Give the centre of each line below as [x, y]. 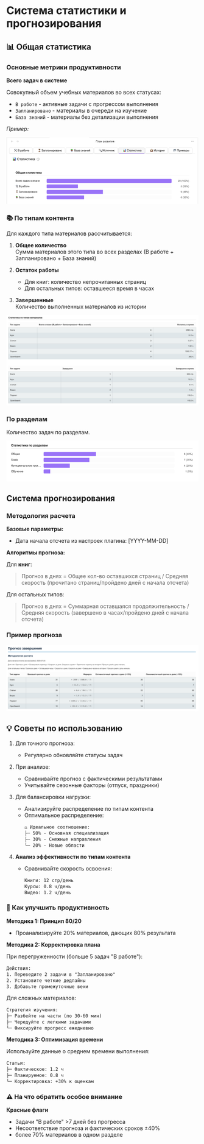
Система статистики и [66, 11]
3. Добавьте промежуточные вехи [47, 987]
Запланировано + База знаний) [56, 258]
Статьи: [16, 1063]
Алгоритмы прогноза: [36, 553]
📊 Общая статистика [49, 47]
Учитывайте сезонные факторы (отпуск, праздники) [92, 785]
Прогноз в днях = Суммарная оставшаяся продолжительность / [105, 606]
